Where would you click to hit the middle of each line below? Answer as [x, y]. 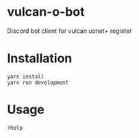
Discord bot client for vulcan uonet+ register [69, 31]
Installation [40, 58]
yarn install [26, 77]
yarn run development [38, 83]
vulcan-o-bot [46, 12]
